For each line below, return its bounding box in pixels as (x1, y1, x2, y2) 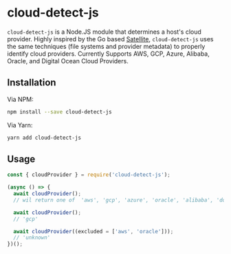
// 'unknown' (13, 234, 51, 242)
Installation (7, 77, 56, 89)
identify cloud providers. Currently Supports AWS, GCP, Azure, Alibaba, (7, 50, 210, 58)
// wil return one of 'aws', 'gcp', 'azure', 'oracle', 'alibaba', (13, 196, 214, 204)
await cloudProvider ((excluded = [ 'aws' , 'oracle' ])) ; (13, 228, 174, 235)
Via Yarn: (7, 120, 33, 129)
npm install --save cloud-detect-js (7, 108, 112, 115)
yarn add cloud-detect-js (7, 134, 81, 141)
